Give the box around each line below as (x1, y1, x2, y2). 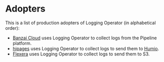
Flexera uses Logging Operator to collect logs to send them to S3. (12, 51, 150, 57)
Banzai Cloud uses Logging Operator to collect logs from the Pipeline (12, 35, 157, 41)
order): (5, 25, 20, 31)
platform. (12, 40, 32, 46)
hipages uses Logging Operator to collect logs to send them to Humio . (12, 45, 159, 51)
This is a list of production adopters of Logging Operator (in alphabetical (5, 20, 156, 26)
